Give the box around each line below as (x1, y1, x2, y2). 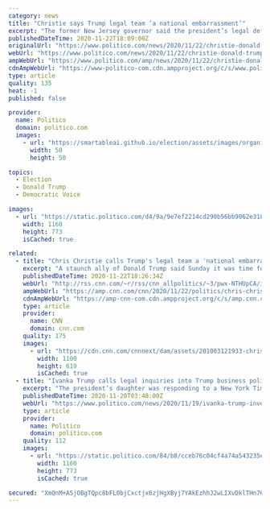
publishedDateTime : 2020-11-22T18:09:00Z (8, 34, 149, 43)
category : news (8, 11, 59, 20)
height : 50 (29, 154, 67, 162)
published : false (8, 94, 67, 102)
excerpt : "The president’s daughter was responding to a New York (22, 384, 250, 393)
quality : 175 (22, 332, 67, 340)
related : (8, 250, 38, 258)
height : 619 (37, 362, 78, 370)
